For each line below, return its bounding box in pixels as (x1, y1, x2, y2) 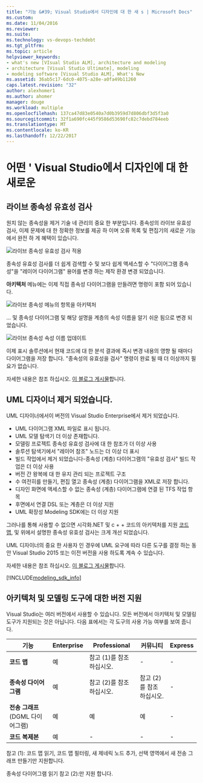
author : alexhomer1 (6, 88, 56, 94)
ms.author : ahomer (6, 93, 53, 99)
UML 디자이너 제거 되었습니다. (6, 395, 113, 405)
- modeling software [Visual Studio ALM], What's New (6, 71, 145, 77)
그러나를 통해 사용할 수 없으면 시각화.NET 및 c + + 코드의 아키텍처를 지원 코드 (6, 521, 189, 528)
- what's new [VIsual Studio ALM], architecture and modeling (6, 59, 166, 65)
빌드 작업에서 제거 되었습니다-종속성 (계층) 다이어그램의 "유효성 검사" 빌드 (14, 455, 190, 462)
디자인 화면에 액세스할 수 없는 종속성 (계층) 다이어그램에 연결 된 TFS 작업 (14, 485, 187, 493)
